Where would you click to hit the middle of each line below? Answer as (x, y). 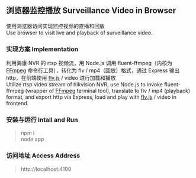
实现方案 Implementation (42, 49)
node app (32, 139)
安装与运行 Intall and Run (42, 120)
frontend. (17, 103)
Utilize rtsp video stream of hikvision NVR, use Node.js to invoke (84, 85)
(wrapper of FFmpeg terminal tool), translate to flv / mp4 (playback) (108, 91)
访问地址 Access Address (43, 156)
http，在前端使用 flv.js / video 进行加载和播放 (61, 78)
